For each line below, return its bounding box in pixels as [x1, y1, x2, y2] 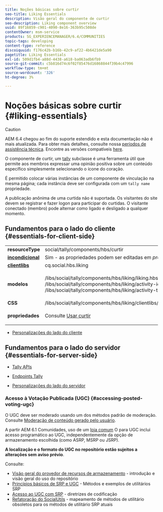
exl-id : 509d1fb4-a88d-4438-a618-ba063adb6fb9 [5, 57, 101, 62]
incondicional [7, 254, 40, 260]
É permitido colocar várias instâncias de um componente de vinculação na [5, 175, 154, 181]
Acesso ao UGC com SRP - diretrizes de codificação [12, 491, 117, 497]
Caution [5, 126, 21, 132]
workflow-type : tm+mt [5, 66, 49, 71]
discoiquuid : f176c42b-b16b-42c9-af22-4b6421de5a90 [5, 48, 112, 52]
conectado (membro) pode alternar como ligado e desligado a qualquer [5, 205, 148, 211]
